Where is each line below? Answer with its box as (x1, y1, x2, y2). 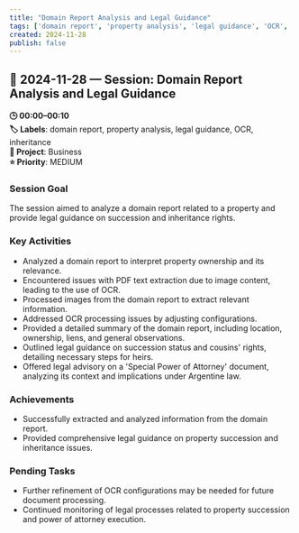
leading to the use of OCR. (22, 284, 122, 295)
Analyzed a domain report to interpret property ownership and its (22, 255, 265, 266)
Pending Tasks (9, 464, 76, 477)
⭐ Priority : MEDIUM (9, 157, 83, 168)
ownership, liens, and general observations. (22, 332, 186, 343)
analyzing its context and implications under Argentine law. (22, 371, 241, 381)
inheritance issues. (22, 442, 93, 453)
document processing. (22, 495, 106, 506)
